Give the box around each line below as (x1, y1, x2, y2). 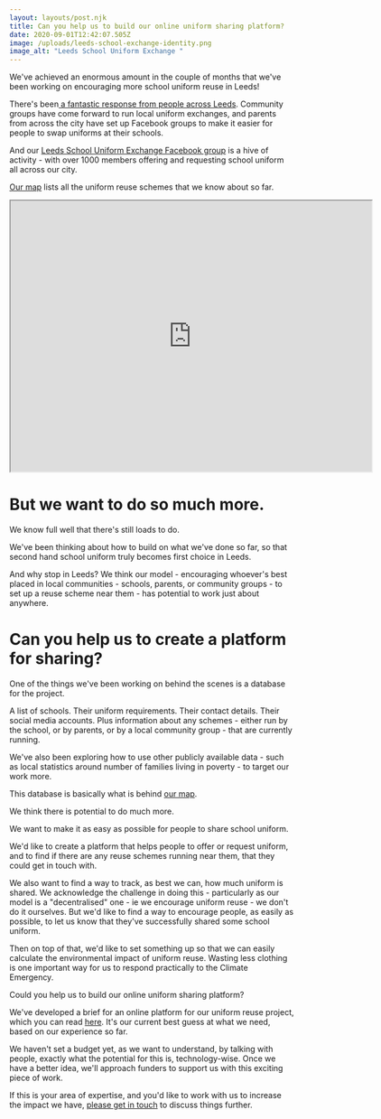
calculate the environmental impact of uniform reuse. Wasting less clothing (9, 953, 288, 963)
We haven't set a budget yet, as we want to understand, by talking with (9, 1044, 274, 1054)
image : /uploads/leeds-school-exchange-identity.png (9, 38, 212, 48)
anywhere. (9, 598, 49, 609)
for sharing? (9, 648, 104, 669)
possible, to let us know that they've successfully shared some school (9, 916, 270, 927)
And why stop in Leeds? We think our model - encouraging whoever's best (9, 569, 287, 580)
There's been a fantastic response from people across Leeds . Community (9, 98, 284, 109)
